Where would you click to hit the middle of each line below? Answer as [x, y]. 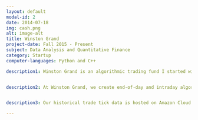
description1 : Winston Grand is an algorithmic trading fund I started [96, 71]
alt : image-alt [25, 34]
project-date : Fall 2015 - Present [50, 45]
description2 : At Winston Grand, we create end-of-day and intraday [92, 87]
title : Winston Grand [33, 39]
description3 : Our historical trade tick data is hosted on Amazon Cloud [99, 103]
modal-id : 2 [21, 17]
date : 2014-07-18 [27, 22]
